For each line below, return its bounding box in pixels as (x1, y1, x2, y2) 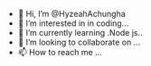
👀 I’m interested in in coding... (17, 18, 129, 29)
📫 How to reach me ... (17, 47, 102, 57)
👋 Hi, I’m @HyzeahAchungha (17, 9, 127, 19)
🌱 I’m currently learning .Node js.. (17, 28, 143, 37)
